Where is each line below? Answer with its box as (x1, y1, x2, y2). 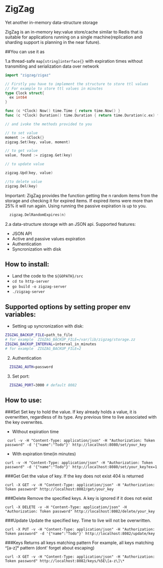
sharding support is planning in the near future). (5, 39, 101, 45)
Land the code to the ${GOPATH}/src (12, 273, 83, 279)
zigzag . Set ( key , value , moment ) (5, 140, 70, 145)
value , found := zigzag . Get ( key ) (5, 153, 73, 158)
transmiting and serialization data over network (5, 63, 99, 69)
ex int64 (9, 95, 27, 100)
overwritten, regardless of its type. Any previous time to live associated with (5, 414, 157, 420)
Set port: (12, 373, 30, 379)
